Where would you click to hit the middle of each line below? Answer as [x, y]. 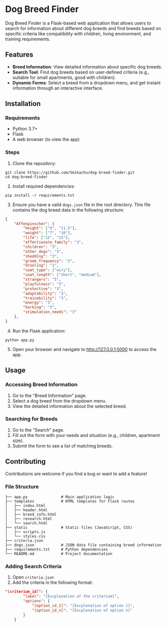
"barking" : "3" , [40, 307]
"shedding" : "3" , [41, 256]
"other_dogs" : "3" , [43, 251]
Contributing [25, 462]
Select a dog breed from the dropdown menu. [59, 400]
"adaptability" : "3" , [46, 293]
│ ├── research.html [29, 518]
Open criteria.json [33, 577]
